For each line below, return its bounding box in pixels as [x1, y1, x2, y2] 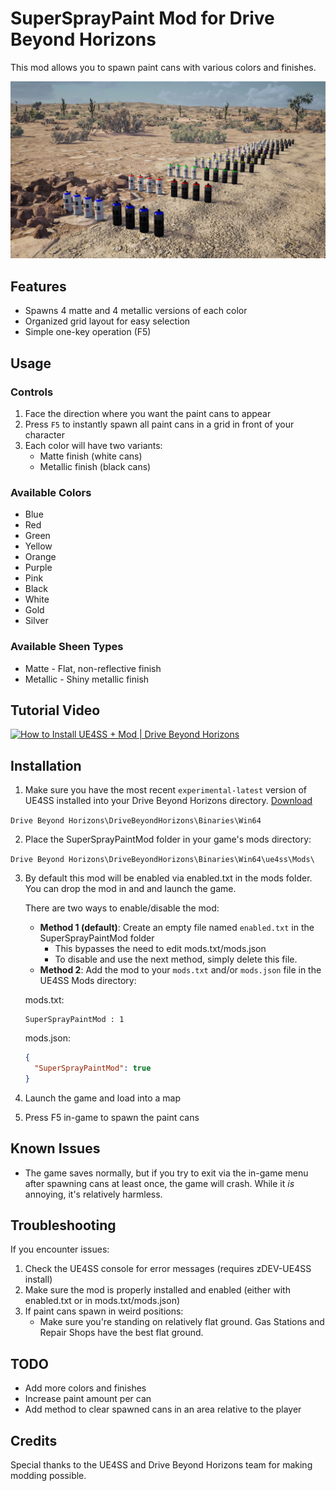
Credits [10, 1432, 58, 1449]
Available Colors [10, 485, 92, 499]
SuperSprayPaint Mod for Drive [10, 7, 275, 30]
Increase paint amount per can [24, 1393, 152, 1405]
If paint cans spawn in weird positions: [24, 1305, 184, 1317]
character [24, 428, 65, 441]
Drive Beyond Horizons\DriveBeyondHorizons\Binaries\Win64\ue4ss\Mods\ [10, 855, 315, 865]
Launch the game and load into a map [24, 1092, 181, 1104]
